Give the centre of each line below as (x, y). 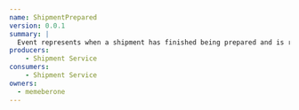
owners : (24, 83)
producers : (29, 51)
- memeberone (41, 91)
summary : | (29, 34)
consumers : (29, 67)
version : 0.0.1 (37, 26)
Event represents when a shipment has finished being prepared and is (151, 42)
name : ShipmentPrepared (53, 17)
